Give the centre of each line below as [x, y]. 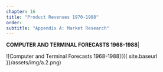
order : [14, 22]
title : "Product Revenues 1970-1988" [53, 17]
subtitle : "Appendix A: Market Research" [58, 28]
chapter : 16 [21, 12]
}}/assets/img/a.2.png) [34, 63]
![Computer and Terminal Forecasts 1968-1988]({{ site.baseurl [82, 56]
